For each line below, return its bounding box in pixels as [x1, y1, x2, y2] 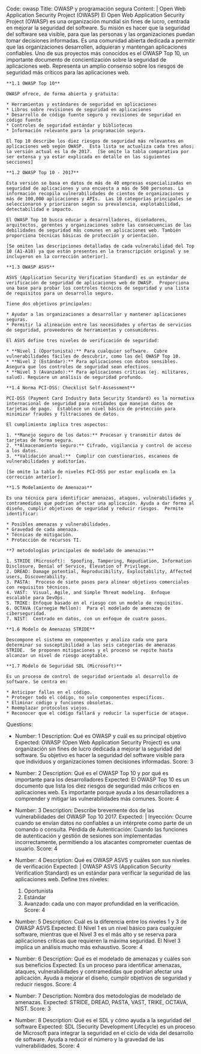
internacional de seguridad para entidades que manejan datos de [6, 401, 173, 407]
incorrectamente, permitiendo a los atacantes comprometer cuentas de [14, 839, 192, 845]
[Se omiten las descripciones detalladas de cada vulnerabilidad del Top [6, 243, 195, 249]
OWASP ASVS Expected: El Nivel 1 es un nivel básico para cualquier [14, 924, 183, 932]
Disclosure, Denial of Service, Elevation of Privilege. [6, 563, 152, 569]
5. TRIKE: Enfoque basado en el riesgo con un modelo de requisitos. [6, 600, 184, 606]
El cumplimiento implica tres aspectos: [6, 422, 109, 428]
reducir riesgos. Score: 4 [14, 981, 77, 987]
